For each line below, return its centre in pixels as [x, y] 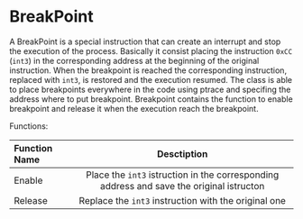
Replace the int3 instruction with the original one [183, 200]
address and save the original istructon [183, 186]
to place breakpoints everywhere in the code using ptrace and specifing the [150, 89]
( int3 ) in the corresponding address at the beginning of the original [134, 60]
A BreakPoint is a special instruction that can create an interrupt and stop [145, 41]
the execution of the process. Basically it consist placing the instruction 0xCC [151, 50]
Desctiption [182, 153]
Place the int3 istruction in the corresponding [182, 175]
